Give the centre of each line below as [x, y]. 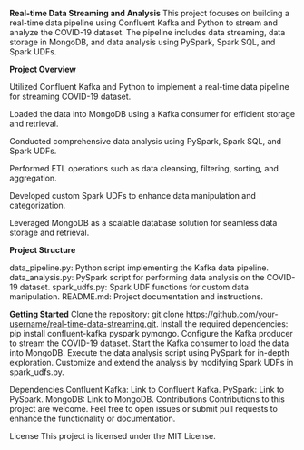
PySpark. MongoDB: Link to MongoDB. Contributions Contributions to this [147, 399]
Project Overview [43, 69]
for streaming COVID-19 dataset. [70, 96]
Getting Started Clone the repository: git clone [97, 314]
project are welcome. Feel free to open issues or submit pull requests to [144, 409]
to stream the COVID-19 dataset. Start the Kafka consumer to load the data [149, 343]
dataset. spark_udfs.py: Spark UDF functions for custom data [134, 287]
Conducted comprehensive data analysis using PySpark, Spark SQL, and [146, 141]
